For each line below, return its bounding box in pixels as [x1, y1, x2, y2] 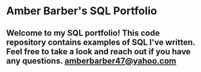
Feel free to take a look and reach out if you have [6, 46, 191, 57]
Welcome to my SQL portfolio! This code [6, 28, 160, 38]
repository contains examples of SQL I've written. [6, 37, 196, 47]
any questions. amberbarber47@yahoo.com [6, 55, 176, 66]
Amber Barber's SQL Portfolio [6, 4, 157, 18]
